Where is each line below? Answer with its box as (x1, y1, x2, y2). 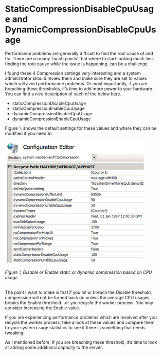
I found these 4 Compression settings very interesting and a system (5, 70, 141, 76)
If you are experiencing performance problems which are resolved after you (5, 315, 157, 320)
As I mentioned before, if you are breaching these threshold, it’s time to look (5, 339, 157, 345)
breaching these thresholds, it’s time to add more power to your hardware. (5, 86, 154, 91)
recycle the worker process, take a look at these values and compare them (5, 319, 155, 325)
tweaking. (5, 330, 25, 336)
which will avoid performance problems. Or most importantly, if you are (5, 80, 147, 86)
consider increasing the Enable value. (5, 305, 80, 311)
